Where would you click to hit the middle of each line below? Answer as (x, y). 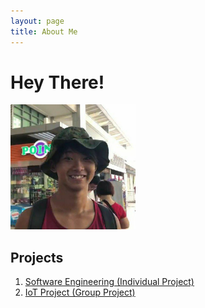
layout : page (37, 21)
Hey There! (57, 82)
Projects (37, 257)
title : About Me (44, 31)
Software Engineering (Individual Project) (109, 282)
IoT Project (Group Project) (80, 292)
